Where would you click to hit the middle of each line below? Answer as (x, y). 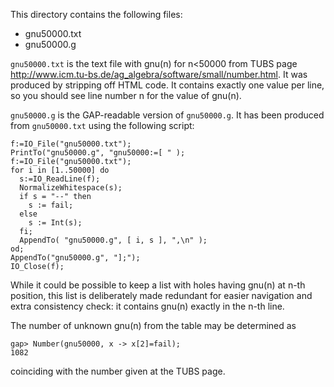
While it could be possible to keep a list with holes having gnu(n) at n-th (158, 285)
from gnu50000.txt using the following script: (102, 125)
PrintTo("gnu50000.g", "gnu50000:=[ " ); (98, 153)
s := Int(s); (55, 223)
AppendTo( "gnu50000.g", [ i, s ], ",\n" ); (113, 240)
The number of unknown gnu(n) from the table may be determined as (153, 325)
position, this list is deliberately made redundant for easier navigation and (161, 295)
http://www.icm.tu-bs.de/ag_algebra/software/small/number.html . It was (159, 74)
